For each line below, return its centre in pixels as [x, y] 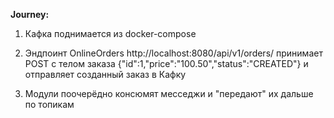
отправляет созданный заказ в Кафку [105, 74]
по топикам [49, 104]
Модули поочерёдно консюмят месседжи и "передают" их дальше [169, 93]
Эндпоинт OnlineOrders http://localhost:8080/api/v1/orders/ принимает [173, 53]
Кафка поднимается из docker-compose [110, 33]
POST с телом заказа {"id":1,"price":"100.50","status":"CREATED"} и [166, 63]
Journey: [30, 14]
